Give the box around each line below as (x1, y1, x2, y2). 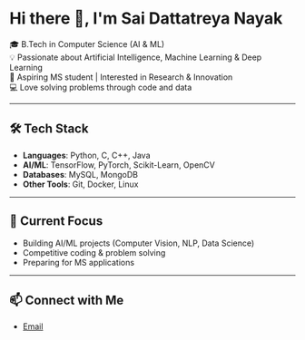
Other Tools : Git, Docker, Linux (22, 179, 139, 189)
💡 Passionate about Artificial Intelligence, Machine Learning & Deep (9, 52, 262, 63)
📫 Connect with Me (9, 292, 124, 307)
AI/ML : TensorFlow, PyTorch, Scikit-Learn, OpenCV (22, 159, 215, 170)
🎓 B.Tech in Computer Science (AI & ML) (9, 38, 165, 49)
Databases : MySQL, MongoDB (22, 169, 139, 180)
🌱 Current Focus (9, 213, 103, 229)
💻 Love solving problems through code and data (9, 82, 192, 92)
